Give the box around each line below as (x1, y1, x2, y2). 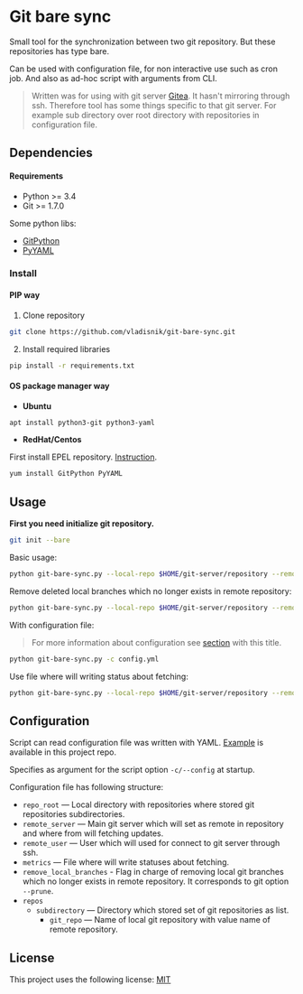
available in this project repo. (9, 747, 117, 757)
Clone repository (22, 310, 86, 320)
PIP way (9, 290, 41, 301)
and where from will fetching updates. (22, 828, 164, 839)
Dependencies (9, 145, 93, 161)
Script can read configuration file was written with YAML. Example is (9, 738, 264, 748)
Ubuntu (22, 400, 52, 412)
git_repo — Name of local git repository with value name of (49, 915, 271, 925)
